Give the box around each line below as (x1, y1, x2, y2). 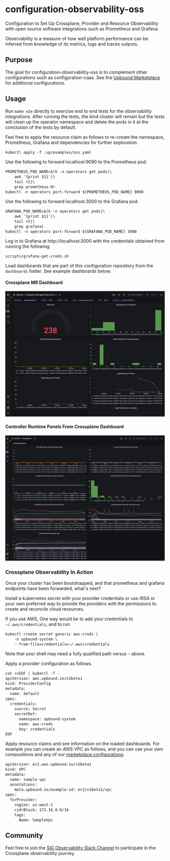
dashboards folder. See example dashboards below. (5, 268, 111, 274)
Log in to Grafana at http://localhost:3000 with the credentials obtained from (5, 238, 165, 244)
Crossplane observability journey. (5, 850, 75, 856)
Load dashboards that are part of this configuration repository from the (5, 263, 153, 269)
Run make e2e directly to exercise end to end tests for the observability (5, 108, 152, 114)
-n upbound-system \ (14, 637, 58, 642)
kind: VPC (5, 767, 26, 772)
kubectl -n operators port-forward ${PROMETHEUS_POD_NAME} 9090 (5, 189, 144, 195)
